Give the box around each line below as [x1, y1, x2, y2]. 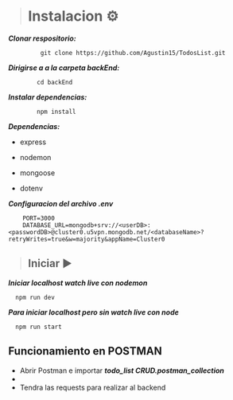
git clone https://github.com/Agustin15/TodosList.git [40, 49, 226, 57]
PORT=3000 [22, 214, 56, 222]
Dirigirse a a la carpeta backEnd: [8, 63, 120, 73]
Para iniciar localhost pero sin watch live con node [8, 307, 179, 317]
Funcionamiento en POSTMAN [8, 344, 162, 358]
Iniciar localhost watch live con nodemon [8, 278, 148, 288]
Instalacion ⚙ [27, 7, 119, 25]
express [19, 137, 46, 147]
